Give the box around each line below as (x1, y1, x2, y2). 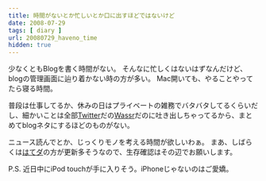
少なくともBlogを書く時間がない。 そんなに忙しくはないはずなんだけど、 (8, 64, 248, 74)
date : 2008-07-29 (8, 19, 66, 27)
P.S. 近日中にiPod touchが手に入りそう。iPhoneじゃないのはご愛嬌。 (8, 164, 233, 174)
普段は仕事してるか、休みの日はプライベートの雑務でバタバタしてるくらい (8, 101, 252, 110)
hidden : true (8, 41, 52, 49)
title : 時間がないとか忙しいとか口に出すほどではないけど (8, 11, 175, 20)
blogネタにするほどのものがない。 (21, 121, 135, 130)
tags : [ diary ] (8, 26, 62, 34)
